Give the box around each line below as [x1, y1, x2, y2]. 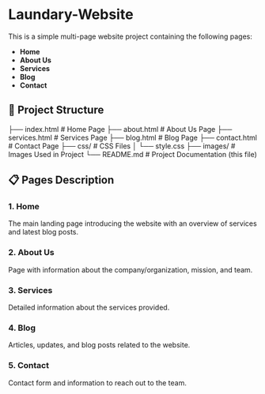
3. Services [8, 284, 53, 295]
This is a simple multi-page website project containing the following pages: [8, 32, 253, 41]
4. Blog [8, 322, 36, 333]
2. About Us [8, 247, 55, 258]
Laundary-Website [8, 6, 134, 24]
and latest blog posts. [8, 227, 79, 237]
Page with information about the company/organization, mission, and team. [8, 265, 253, 274]
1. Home [8, 201, 40, 212]
